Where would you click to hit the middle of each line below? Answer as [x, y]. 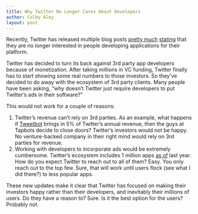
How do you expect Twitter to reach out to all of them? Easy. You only [99, 162]
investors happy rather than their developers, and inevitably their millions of [98, 192]
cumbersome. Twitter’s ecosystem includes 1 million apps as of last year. [103, 155]
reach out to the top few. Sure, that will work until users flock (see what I [102, 168]
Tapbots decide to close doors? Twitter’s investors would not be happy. [101, 130]
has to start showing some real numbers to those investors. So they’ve [92, 76]
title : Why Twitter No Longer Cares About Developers [74, 12]
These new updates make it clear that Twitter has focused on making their [96, 186]
